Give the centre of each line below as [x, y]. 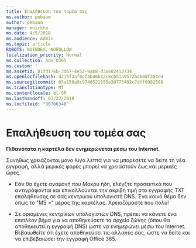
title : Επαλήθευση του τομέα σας [47, 11]
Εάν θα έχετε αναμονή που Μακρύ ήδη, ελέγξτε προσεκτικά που [93, 184]
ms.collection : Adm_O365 [36, 60]
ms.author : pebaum [28, 17]
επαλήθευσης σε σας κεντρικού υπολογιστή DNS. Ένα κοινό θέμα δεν [100, 197]
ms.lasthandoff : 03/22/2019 [40, 98]
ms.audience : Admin [30, 39]
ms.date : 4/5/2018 [28, 33]
